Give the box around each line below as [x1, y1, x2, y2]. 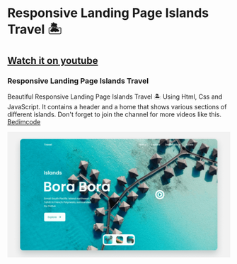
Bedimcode [7, 117, 41, 126]
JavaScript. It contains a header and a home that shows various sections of [7, 102, 227, 111]
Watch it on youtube [7, 55, 98, 67]
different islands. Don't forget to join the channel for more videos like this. [7, 110, 221, 119]
